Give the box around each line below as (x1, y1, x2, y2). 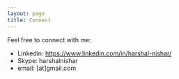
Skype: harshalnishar (17, 56, 78, 64)
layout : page (7, 10, 45, 17)
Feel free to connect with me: (7, 35, 92, 44)
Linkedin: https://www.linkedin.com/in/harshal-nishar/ (17, 49, 172, 58)
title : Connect (7, 17, 52, 24)
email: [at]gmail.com (17, 64, 77, 72)
